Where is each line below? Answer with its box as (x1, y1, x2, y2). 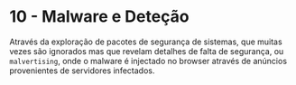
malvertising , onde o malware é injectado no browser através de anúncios (9, 55, 287, 66)
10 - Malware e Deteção (9, 6, 190, 27)
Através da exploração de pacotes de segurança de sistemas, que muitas (9, 36, 282, 47)
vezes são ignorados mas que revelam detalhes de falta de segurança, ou (9, 45, 284, 56)
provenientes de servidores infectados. (9, 65, 155, 76)
